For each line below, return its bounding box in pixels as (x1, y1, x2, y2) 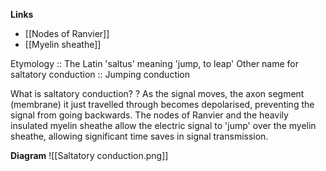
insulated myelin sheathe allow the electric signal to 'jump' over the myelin (10, 120, 317, 131)
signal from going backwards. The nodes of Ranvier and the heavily (10, 109, 289, 121)
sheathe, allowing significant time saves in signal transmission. (10, 130, 269, 142)
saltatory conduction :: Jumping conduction (10, 69, 191, 80)
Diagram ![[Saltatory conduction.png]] (10, 150, 169, 161)
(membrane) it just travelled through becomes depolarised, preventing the (10, 99, 315, 110)
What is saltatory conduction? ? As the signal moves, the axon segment (10, 88, 305, 99)
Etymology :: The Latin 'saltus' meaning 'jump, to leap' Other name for (10, 58, 300, 69)
